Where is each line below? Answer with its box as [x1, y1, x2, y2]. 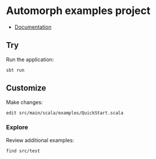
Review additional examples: [6, 136, 75, 144]
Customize [6, 83, 47, 93]
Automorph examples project [6, 4, 151, 18]
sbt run [6, 67, 25, 73]
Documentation [14, 23, 52, 30]
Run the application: [6, 56, 54, 63]
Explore [6, 123, 29, 132]
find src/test [6, 148, 41, 154]
